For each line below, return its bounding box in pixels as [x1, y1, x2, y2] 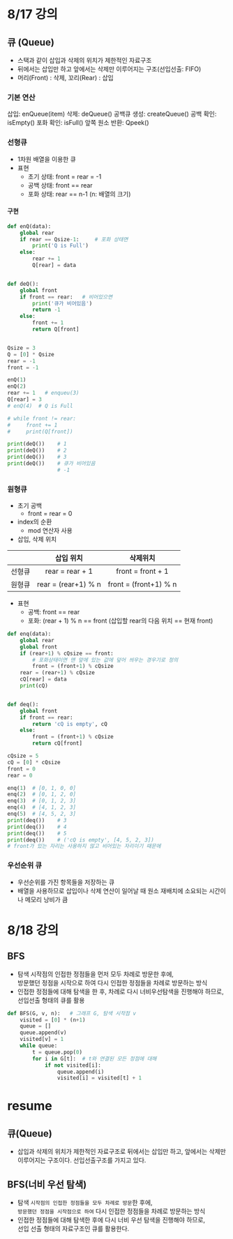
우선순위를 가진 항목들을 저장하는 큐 [17, 878, 115, 886]
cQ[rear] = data [20, 676, 68, 683]
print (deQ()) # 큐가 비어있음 [7, 460, 96, 467]
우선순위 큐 [7, 860, 43, 870]
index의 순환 [17, 517, 52, 526]
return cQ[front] [32, 740, 82, 747]
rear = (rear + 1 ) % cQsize [20, 669, 96, 676]
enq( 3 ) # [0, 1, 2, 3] [7, 798, 77, 805]
